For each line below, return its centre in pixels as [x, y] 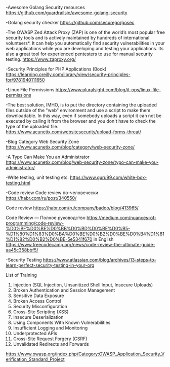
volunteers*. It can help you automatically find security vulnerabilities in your [85, 43]
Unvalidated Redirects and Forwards [51, 344]
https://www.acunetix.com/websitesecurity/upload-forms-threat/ [73, 132]
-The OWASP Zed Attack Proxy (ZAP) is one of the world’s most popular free [85, 32]
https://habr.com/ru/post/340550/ [41, 198]
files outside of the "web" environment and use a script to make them [78, 110]
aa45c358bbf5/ [22, 250]
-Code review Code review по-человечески [52, 193]
